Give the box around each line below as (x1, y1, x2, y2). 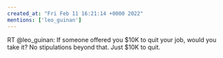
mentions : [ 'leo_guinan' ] (7, 17, 81, 23)
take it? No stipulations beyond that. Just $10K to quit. (7, 43, 161, 51)
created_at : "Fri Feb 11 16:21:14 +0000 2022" (7, 10, 144, 17)
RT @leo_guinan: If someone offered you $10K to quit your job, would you (7, 35, 217, 43)
